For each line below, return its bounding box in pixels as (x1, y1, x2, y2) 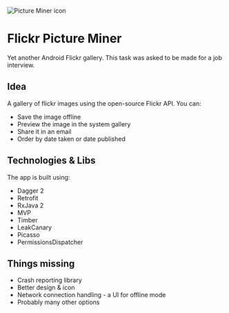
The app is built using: (7, 173, 70, 181)
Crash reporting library (17, 276, 83, 285)
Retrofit (17, 193, 39, 202)
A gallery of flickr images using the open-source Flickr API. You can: (7, 99, 201, 107)
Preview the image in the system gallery (17, 120, 131, 128)
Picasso (17, 230, 40, 238)
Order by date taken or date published (17, 135, 126, 143)
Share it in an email (17, 127, 72, 135)
